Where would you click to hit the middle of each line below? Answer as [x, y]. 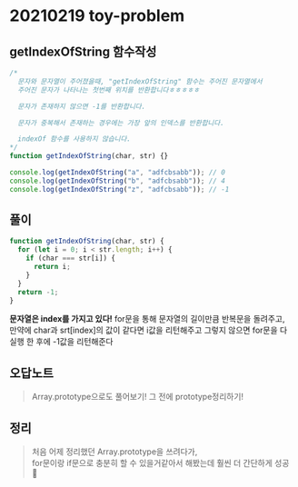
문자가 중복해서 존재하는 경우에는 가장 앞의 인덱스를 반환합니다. [121, 123]
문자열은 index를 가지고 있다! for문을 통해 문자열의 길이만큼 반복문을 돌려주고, [147, 319]
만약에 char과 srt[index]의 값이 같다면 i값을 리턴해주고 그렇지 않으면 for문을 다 [149, 330]
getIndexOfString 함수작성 [83, 51]
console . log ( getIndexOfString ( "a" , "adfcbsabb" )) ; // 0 [117, 173]
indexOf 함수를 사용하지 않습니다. [74, 139]
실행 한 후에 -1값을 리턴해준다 [61, 342]
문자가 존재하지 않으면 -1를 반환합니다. [82, 106]
